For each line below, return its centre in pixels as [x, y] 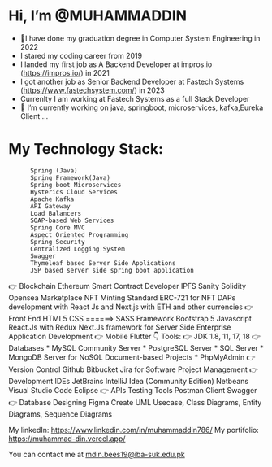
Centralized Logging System [78, 249]
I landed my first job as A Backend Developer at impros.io [116, 64]
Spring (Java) [54, 170]
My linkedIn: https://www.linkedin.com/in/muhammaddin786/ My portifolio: [134, 430]
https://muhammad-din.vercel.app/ [67, 439]
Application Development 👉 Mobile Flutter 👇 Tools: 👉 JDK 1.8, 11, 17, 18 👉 [135, 336]
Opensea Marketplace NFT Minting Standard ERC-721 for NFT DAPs [122, 297]
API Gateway [50, 206]
